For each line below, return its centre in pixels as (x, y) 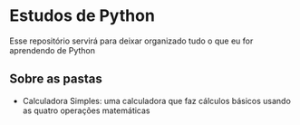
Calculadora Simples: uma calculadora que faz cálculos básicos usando (157, 101)
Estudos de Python (82, 16)
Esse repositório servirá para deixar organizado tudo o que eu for (131, 41)
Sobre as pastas (56, 79)
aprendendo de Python (53, 50)
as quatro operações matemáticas (87, 111)
